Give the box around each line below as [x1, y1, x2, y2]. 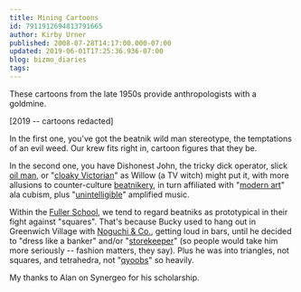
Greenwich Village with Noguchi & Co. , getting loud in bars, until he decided [9, 225, 292, 236]
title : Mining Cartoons [9, 13, 99, 23]
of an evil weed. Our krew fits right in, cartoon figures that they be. [9, 142, 258, 154]
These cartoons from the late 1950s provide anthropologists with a [9, 88, 258, 99]
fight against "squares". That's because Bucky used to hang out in [9, 216, 256, 227]
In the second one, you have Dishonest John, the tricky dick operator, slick [9, 160, 287, 171]
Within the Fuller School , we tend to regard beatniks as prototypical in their [9, 206, 288, 217]
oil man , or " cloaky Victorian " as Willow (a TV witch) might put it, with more [9, 169, 289, 181]
